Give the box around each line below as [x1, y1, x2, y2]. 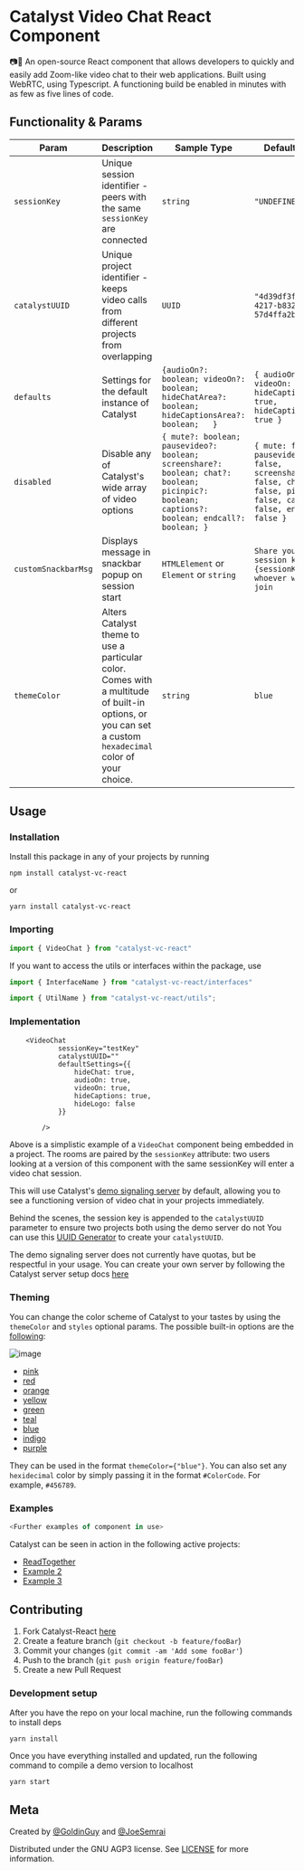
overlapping [101, 350, 153, 363]
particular [101, 651, 143, 663]
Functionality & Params [9, 115, 143, 130]
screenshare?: [161, 459, 223, 469]
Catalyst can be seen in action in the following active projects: [9, 1539, 241, 1550]
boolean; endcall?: [161, 513, 246, 523]
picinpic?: [161, 486, 209, 496]
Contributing [9, 1601, 83, 1617]
